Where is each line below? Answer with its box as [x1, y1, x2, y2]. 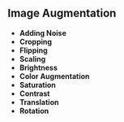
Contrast [19, 89, 50, 98]
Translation [19, 97, 59, 107]
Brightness [19, 63, 58, 72]
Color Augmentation [19, 71, 90, 81]
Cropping [19, 37, 53, 46]
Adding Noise [19, 28, 66, 37]
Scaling [19, 54, 46, 63]
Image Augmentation [7, 7, 117, 20]
